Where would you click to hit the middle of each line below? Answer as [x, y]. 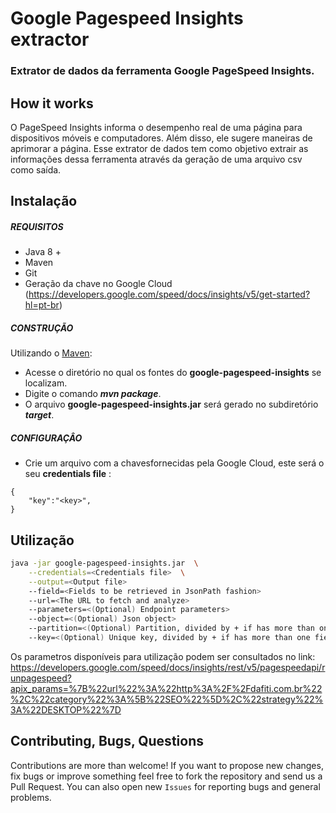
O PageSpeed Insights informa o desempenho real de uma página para [156, 127]
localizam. [46, 383]
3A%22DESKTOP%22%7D [66, 709]
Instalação [44, 201]
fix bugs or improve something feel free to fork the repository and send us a [166, 776]
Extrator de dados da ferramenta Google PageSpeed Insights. [162, 71]
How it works [52, 103]
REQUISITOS [37, 226]
